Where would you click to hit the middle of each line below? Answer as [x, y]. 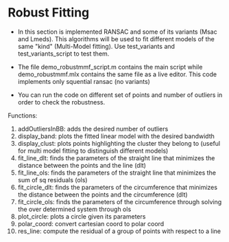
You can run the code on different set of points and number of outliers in [120, 95]
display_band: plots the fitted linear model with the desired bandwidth [116, 136]
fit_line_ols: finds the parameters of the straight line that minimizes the [117, 173]
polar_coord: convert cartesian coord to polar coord [91, 223]
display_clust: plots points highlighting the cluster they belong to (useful [119, 143]
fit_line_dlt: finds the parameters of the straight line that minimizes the [116, 158]
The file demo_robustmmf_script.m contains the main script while [110, 67]
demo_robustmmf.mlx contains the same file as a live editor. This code [117, 74]
